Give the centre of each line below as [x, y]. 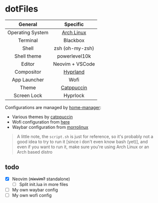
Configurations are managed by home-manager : [53, 107]
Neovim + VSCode [74, 64]
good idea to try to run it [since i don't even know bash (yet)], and [82, 141]
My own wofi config [32, 195]
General [28, 24]
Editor [28, 64]
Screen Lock [28, 95]
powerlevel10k [74, 56]
